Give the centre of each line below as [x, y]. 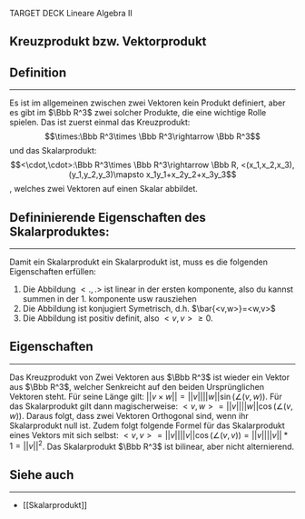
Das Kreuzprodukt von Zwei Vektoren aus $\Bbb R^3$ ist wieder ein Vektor [150, 377]
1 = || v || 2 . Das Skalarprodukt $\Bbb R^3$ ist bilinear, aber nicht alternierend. [152, 445]
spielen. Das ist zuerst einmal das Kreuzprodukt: [100, 123]
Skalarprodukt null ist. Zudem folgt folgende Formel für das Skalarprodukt [148, 425]
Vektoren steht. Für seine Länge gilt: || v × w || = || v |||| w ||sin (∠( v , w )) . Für [146, 396]
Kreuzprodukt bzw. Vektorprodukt [108, 41]
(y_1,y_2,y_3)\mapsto [106, 175]
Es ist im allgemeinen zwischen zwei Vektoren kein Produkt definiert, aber [148, 103]
